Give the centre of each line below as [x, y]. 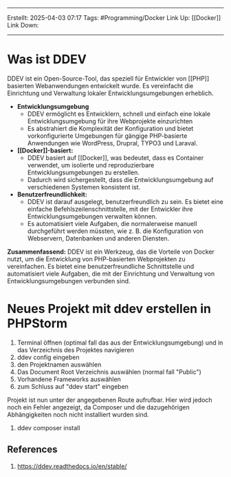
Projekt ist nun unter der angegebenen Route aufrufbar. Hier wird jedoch [110, 400]
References [32, 450]
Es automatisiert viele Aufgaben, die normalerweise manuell [112, 223]
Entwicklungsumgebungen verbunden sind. [69, 281]
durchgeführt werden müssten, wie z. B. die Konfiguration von [115, 231]
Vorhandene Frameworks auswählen [69, 379]
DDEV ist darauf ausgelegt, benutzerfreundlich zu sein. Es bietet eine [125, 201]
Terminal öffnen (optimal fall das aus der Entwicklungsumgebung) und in [120, 343]
